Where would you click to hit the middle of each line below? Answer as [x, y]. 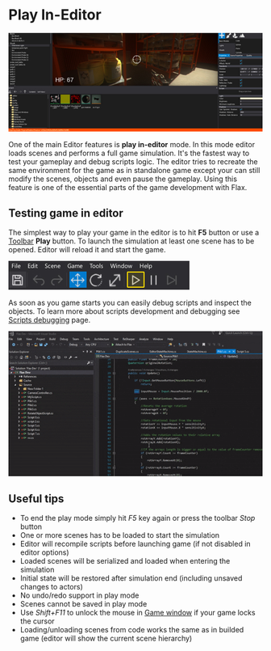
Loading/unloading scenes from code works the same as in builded [132, 630]
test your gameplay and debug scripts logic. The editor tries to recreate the [133, 162]
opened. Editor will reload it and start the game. [87, 250]
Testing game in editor [66, 213]
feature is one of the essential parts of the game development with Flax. [128, 188]
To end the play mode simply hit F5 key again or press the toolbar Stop [138, 518]
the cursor [37, 621]
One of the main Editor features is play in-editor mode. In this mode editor [132, 145]
